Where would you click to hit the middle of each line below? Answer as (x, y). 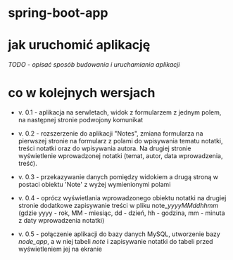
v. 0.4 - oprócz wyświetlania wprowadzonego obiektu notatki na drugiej (122, 198)
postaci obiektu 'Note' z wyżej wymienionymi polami (94, 185)
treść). (27, 164)
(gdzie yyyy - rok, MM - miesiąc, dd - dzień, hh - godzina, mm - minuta (121, 213)
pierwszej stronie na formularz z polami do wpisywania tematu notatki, (121, 141)
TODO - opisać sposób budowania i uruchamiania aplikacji (94, 65)
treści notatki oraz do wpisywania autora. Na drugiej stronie (105, 148)
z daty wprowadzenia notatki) (61, 221)
